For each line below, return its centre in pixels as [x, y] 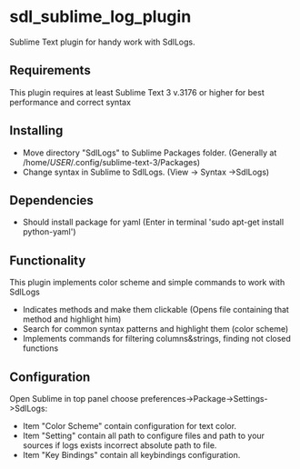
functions [40, 348]
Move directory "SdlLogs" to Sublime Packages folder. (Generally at [150, 153]
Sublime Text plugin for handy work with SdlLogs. [102, 42]
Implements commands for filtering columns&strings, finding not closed [156, 339]
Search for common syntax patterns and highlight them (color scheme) [155, 329]
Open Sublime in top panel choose [74, 399]
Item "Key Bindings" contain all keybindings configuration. [131, 455]
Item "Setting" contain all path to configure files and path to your [144, 435]
